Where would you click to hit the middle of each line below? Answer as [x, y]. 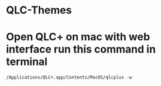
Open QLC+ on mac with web [78, 37]
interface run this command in [81, 49]
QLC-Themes [39, 10]
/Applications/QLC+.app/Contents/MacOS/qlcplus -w [69, 78]
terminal [27, 62]
